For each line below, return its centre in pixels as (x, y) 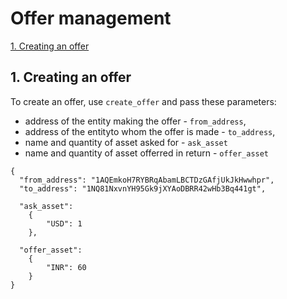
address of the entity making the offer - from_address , (135, 121)
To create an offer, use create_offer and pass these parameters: (143, 101)
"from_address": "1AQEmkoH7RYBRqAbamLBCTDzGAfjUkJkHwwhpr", (147, 180)
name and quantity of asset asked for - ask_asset (126, 142)
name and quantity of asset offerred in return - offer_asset (147, 153)
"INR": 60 (66, 267)
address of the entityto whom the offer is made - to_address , (150, 131)
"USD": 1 (64, 223)
